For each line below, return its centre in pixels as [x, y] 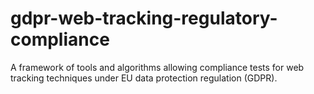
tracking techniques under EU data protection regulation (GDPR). [144, 78]
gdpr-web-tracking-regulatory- [144, 18]
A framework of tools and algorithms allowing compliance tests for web [157, 67]
